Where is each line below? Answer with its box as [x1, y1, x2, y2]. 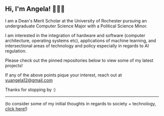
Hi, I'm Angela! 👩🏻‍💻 [5, 5, 65, 13]
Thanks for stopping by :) [5, 86, 56, 93]
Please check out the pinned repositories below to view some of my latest [5, 57, 154, 63]
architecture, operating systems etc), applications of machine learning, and [5, 38, 156, 43]
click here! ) [5, 106, 28, 112]
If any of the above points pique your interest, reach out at [5, 72, 122, 78]
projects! [5, 62, 23, 68]
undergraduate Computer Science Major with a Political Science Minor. [5, 23, 148, 29]
